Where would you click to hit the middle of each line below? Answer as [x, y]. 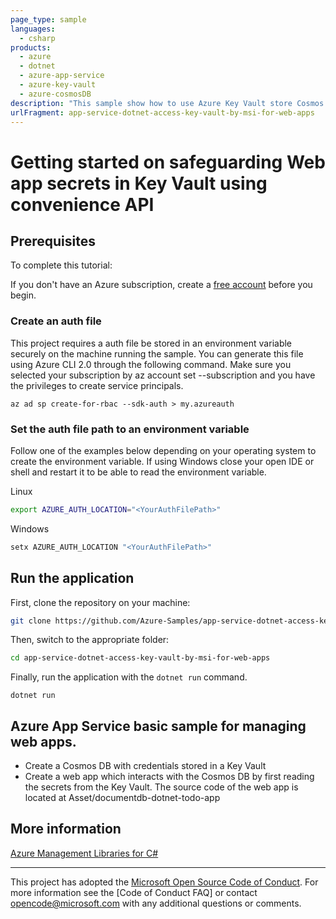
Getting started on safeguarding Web [168, 162]
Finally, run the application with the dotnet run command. [129, 677]
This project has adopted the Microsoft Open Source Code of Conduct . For [164, 882]
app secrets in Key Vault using [139, 183]
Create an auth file [56, 321]
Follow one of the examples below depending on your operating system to [163, 450]
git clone [31, 621]
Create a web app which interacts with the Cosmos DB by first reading [169, 777]
